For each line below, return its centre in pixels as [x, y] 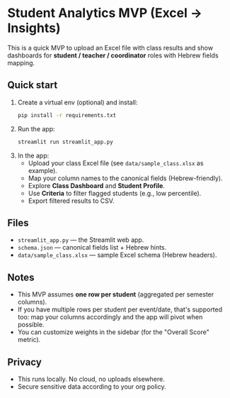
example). [43, 170]
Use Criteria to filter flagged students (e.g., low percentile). [115, 193]
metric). [29, 340]
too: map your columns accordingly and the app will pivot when [110, 317]
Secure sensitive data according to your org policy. [92, 386]
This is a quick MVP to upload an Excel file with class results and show [110, 48]
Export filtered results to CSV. [71, 201]
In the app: [33, 155]
